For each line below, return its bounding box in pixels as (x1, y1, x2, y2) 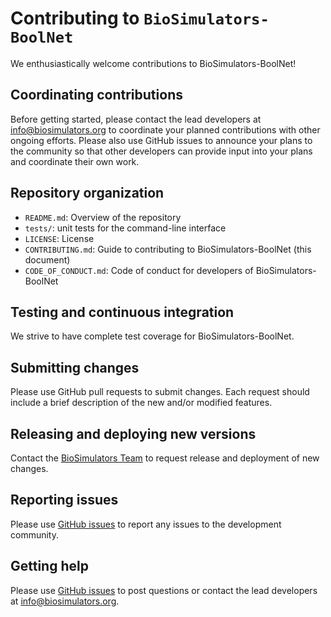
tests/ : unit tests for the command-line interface (24, 222, 227, 234)
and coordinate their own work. (10, 155, 140, 167)
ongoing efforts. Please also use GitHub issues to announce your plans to (10, 134, 313, 146)
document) (24, 253, 71, 266)
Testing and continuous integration (10, 303, 235, 321)
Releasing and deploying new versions (10, 425, 257, 442)
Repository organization (10, 185, 165, 202)
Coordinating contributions (10, 87, 183, 104)
